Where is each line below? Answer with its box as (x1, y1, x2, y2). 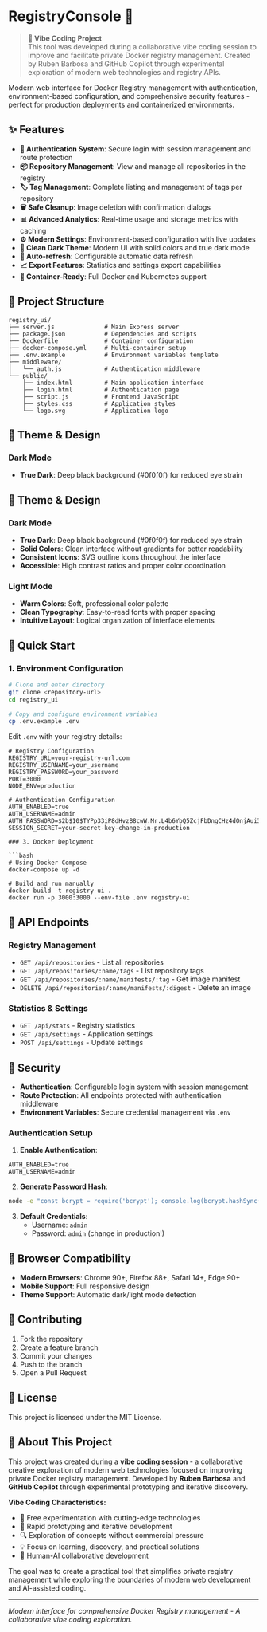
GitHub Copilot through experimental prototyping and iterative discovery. (8, 1482, 249, 1492)
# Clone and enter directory (8, 681, 105, 689)
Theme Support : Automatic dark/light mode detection (19, 1290, 197, 1300)
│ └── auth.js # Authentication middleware (8, 364, 201, 373)
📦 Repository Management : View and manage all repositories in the (19, 161, 246, 171)
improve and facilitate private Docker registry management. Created (27, 50, 251, 60)
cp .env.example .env (8, 718, 80, 726)
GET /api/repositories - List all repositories (19, 957, 164, 967)
